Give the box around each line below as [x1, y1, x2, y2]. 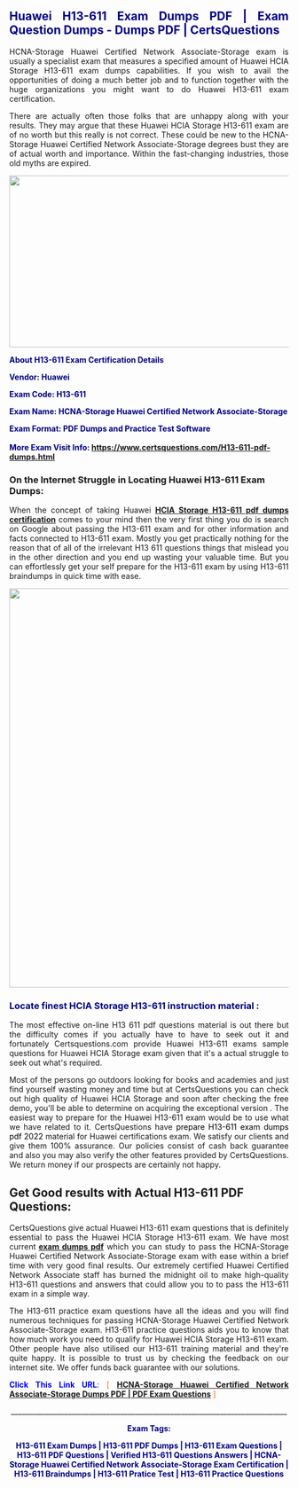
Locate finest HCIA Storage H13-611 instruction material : [9, 999, 260, 1012]
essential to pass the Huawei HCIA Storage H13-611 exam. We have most [9, 1232, 289, 1242]
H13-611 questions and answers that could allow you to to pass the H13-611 [9, 1279, 289, 1290]
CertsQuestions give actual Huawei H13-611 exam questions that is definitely [9, 1223, 289, 1233]
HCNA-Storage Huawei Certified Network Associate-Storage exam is [9, 46, 289, 57]
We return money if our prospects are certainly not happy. [9, 1159, 222, 1171]
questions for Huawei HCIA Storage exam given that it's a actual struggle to [9, 1048, 289, 1059]
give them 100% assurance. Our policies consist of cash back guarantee [9, 1140, 289, 1151]
